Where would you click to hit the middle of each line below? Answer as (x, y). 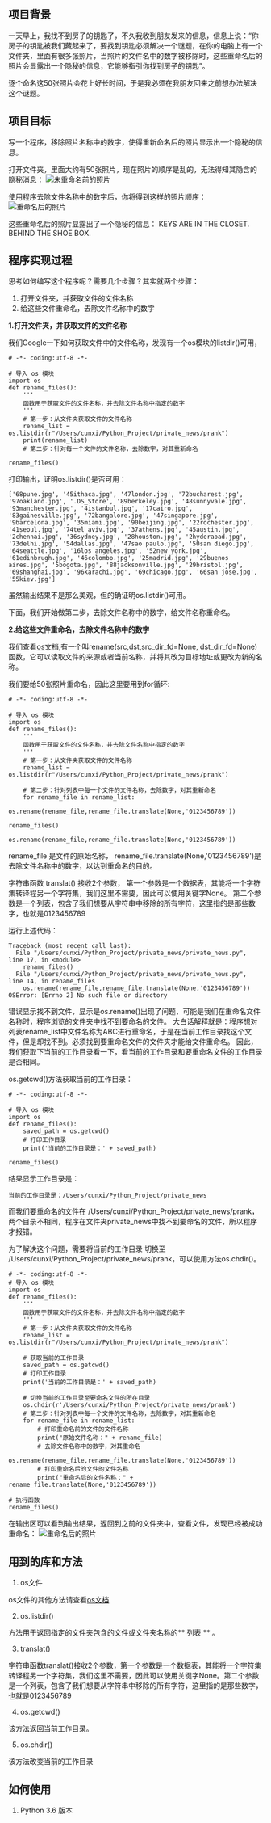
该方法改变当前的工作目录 (51, 1762)
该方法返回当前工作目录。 (51, 1728)
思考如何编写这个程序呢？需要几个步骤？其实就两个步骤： (104, 281)
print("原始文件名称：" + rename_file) (100, 1438)
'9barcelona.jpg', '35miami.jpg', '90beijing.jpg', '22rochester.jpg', (131, 523)
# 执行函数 (24, 1501)
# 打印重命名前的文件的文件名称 (83, 1429)
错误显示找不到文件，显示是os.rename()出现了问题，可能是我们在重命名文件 (134, 1012)
